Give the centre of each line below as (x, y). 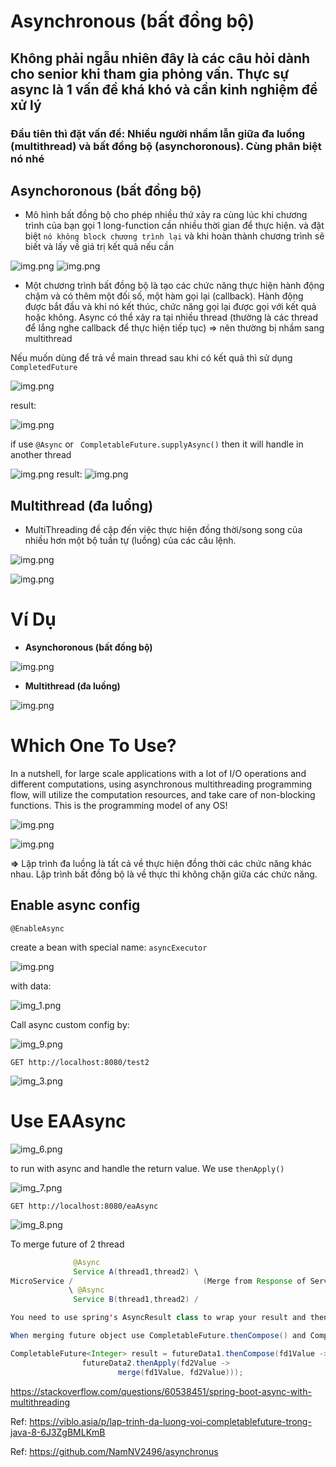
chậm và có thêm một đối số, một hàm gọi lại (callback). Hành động (164, 296)
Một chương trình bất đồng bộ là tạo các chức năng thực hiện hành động (174, 286)
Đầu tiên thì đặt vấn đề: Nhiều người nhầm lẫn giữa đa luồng (158, 133)
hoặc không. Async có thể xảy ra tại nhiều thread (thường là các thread (171, 317)
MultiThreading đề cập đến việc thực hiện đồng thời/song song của (163, 530)
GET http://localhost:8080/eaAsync (84, 1206)
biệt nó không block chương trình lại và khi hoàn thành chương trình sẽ (174, 236)
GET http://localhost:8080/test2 (80, 1062)
